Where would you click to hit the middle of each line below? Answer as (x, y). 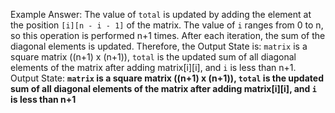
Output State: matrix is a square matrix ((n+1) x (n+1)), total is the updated (167, 78)
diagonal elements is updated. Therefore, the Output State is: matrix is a (159, 46)
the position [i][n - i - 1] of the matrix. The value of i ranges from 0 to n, (167, 25)
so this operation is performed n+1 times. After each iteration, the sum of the (168, 35)
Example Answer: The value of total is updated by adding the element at (161, 14)
